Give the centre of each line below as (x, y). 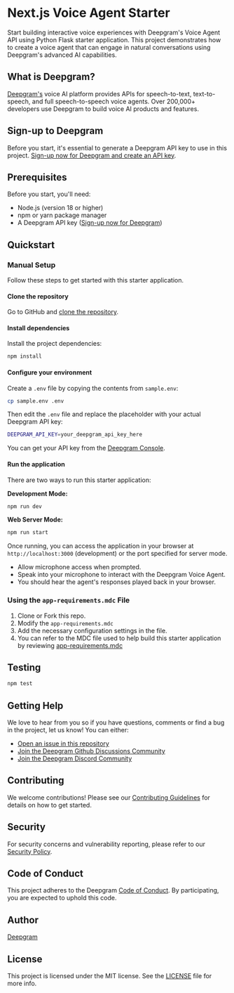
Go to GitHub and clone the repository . (63, 312)
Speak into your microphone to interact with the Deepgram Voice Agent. (122, 575)
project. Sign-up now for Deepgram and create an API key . (92, 155)
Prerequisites (37, 177)
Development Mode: (37, 493)
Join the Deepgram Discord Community (75, 759)
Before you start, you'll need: (49, 194)
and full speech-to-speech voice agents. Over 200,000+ (114, 101)
